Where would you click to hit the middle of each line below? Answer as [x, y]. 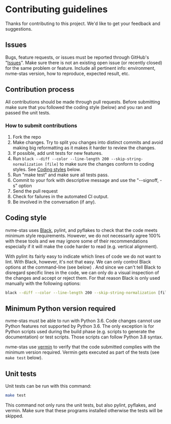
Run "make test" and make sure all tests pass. [61, 175]
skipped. [15, 416]
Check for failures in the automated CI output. [61, 196]
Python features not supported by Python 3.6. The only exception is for [80, 326]
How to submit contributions [41, 126]
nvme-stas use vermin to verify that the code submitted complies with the [83, 347]
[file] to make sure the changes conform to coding [99, 164]
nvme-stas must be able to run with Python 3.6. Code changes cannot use [83, 321]
